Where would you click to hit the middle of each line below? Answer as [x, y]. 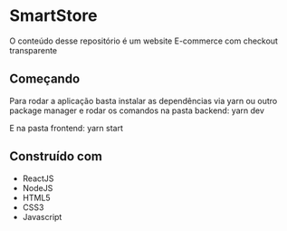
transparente [33, 50]
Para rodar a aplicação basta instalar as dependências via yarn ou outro [143, 101]
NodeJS [38, 188]
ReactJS [38, 178]
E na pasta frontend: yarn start [67, 128]
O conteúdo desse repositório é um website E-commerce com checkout [144, 41]
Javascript [42, 217]
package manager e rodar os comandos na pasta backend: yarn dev [137, 111]
